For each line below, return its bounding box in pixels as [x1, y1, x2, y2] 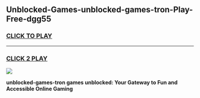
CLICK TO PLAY [6, 32, 52, 40]
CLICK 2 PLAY [6, 54, 48, 62]
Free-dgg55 [6, 14, 52, 24]
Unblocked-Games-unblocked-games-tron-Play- [6, 5, 193, 15]
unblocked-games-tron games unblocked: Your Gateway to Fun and [6, 78, 178, 86]
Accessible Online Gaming [6, 85, 73, 92]
